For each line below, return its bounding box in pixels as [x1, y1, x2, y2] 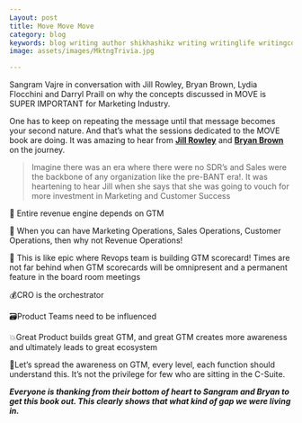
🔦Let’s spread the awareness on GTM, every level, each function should [9, 359, 276, 370]
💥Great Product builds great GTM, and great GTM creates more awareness [9, 332, 288, 343]
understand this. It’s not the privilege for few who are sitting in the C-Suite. [9, 369, 286, 380]
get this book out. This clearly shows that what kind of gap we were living [9, 396, 291, 407]
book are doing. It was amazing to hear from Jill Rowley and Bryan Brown [9, 135, 284, 146]
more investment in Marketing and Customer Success [31, 191, 231, 202]
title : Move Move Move [9, 22, 94, 31]
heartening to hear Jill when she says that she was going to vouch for [31, 181, 289, 192]
